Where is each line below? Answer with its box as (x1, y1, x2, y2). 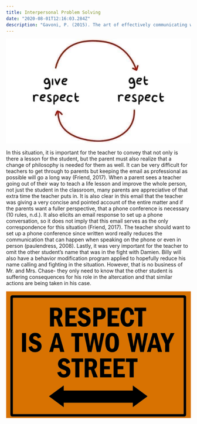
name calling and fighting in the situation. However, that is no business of (6, 261, 183, 268)
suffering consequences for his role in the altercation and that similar (6, 273, 173, 281)
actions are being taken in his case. (6, 279, 92, 286)
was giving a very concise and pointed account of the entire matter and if (6, 199, 184, 206)
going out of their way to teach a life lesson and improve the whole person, (6, 180, 187, 187)
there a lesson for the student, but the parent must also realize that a (6, 155, 172, 162)
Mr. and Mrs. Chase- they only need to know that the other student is (6, 267, 173, 274)
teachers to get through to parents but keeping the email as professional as (6, 167, 188, 175)
